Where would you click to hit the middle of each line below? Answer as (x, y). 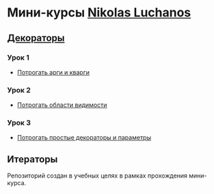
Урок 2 (19, 90)
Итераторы (32, 159)
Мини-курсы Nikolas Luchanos (99, 13)
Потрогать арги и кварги (53, 72)
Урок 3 (19, 123)
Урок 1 (18, 58)
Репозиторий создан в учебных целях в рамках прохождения (97, 175)
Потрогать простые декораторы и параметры (84, 138)
